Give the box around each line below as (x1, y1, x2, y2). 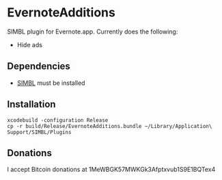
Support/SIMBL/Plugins (7, 129, 72, 136)
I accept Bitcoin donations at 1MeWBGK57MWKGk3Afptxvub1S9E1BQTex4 (7, 166, 216, 174)
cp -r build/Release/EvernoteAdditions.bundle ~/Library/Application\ (7, 123, 212, 129)
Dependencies (7, 60, 70, 73)
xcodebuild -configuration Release (7, 116, 109, 124)
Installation (7, 99, 56, 110)
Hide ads (16, 40, 43, 49)
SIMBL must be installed (16, 79, 85, 87)
